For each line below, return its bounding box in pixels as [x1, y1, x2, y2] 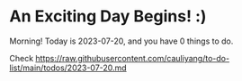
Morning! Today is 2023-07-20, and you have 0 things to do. [9, 36, 234, 46]
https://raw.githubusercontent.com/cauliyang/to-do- [35, 53, 230, 63]
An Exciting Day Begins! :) [9, 6, 207, 27]
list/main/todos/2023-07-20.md [9, 62, 128, 73]
